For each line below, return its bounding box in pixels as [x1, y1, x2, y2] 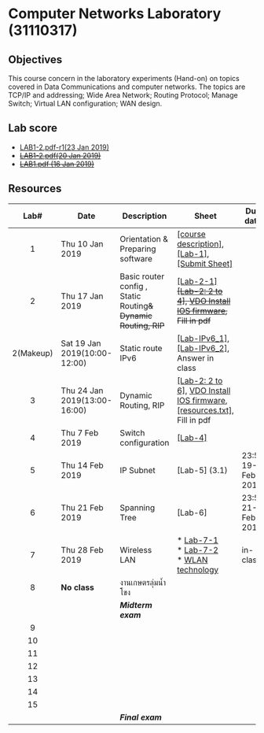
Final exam [119, 712, 163, 723]
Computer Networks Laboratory [8, 5, 222, 23]
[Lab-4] [176, 432, 207, 443]
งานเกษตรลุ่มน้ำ [119, 576, 167, 587]
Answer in [176, 352, 214, 363]
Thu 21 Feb [60, 502, 104, 513]
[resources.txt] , [176, 405, 234, 416]
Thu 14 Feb [60, 460, 104, 471]
